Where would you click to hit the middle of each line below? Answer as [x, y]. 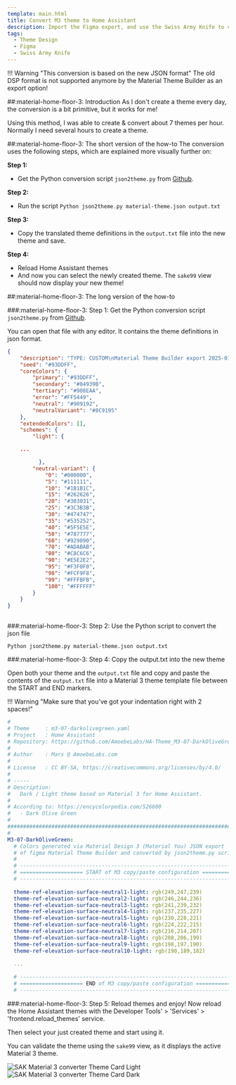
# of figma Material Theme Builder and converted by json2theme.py [114, 853]
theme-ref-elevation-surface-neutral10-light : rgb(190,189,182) [110, 951]
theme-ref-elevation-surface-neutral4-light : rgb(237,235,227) [108, 912]
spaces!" [20, 709]
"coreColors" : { [44, 371]
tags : [15, 33]
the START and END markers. [50, 688]
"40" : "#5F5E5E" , [70, 527]
